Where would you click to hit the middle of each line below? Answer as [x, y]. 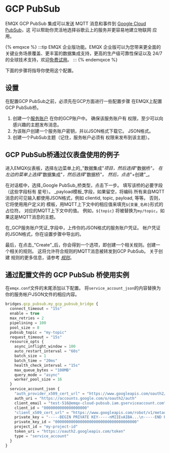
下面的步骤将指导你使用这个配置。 [41, 70]
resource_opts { [27, 342]
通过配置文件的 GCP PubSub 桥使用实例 [67, 275]
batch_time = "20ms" [36, 361]
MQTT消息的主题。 [38, 217]
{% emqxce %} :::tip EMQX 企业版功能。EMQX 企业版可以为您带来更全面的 [83, 47]
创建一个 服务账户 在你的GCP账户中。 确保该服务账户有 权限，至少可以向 [88, 118]
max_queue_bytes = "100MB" [43, 370]
